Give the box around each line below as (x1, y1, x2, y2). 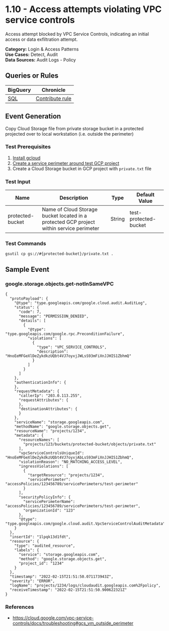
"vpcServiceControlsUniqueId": (18, 450, 84, 456)
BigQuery (8, 86, 31, 93)
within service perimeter (42, 225, 100, 232)
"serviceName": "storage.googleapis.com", (14, 420, 105, 425)
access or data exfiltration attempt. (5, 36, 78, 42)
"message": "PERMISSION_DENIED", (18, 314, 89, 319)
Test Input (5, 178, 31, 185)
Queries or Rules (5, 72, 59, 80)
